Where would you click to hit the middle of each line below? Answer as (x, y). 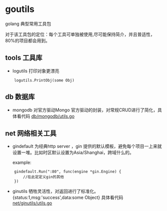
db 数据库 (20, 97)
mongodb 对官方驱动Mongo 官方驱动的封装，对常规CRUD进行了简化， (85, 110)
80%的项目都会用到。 (28, 40)
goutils (20, 9)
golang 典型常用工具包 (28, 23)
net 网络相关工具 (31, 133)
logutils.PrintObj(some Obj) (44, 80)
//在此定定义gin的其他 (44, 177)
